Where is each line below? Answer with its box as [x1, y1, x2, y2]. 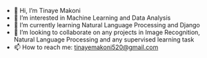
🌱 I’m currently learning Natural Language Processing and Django [13, 21, 200, 29]
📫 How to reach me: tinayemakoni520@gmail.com [13, 43, 159, 51]
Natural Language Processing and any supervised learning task [13, 35, 195, 44]
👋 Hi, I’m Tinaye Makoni [13, 7, 81, 14]
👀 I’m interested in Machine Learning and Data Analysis [13, 14, 171, 22]
